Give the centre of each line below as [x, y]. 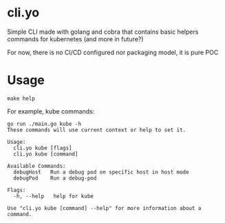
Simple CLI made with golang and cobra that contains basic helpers [103, 32]
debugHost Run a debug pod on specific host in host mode [101, 172]
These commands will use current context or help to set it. [97, 130]
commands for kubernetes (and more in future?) [75, 39]
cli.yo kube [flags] [43, 148]
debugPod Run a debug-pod [55, 178]
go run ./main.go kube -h [44, 124]
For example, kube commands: [51, 111]
